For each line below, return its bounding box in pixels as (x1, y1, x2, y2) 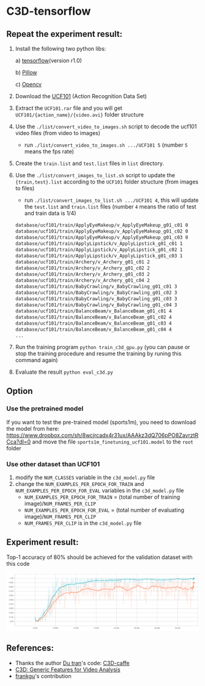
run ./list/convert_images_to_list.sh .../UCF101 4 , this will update (24, 196, 199, 204)
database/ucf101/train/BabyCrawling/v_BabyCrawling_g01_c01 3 (15, 283, 177, 290)
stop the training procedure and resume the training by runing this (15, 350, 182, 357)
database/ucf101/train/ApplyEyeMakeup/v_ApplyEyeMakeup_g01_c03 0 (15, 234, 188, 241)
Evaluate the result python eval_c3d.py (15, 368, 113, 376)
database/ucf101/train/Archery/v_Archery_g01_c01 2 (15, 259, 150, 265)
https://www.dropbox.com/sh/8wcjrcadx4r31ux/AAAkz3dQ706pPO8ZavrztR (6, 431, 199, 439)
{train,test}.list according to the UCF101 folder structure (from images (15, 178, 199, 185)
